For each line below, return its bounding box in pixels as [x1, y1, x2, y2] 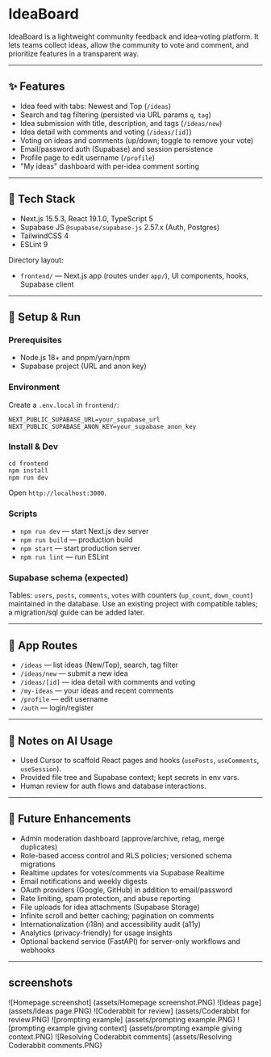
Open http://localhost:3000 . [8, 488, 107, 497]
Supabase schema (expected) [8, 573, 129, 584]
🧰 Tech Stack [8, 192, 76, 206]
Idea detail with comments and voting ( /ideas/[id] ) [19, 127, 192, 136]
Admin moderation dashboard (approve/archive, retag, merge [19, 833, 225, 843]
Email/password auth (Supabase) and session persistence [19, 144, 214, 153]
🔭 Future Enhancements [8, 812, 131, 826]
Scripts [8, 508, 38, 519]
